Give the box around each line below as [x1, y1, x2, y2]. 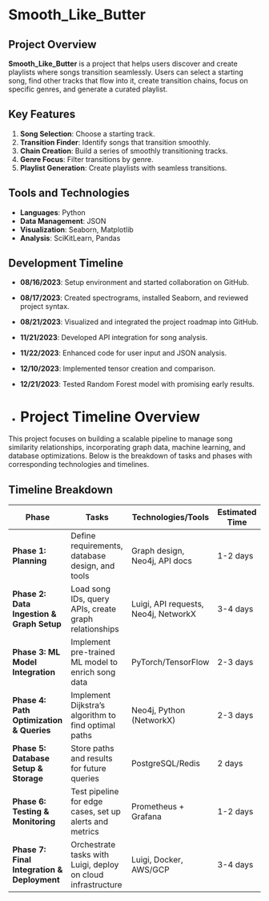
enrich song [70, 667, 116, 678]
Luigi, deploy [70, 859, 119, 871]
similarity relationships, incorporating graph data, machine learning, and [8, 443, 246, 453]
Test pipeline [70, 786, 119, 798]
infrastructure [70, 879, 122, 891]
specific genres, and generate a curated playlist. [8, 84, 168, 94]
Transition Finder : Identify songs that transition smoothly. [19, 137, 211, 147]
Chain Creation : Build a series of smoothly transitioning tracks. [19, 146, 228, 156]
